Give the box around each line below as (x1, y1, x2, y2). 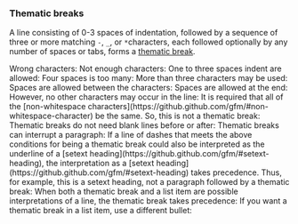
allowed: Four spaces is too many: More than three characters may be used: (9, 73, 288, 84)
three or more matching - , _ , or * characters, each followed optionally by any (9, 36, 288, 47)
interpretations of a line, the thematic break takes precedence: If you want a (9, 196, 287, 206)
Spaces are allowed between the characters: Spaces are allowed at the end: (9, 83, 288, 93)
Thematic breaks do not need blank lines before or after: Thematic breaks (9, 120, 280, 131)
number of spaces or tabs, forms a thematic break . (9, 46, 196, 57)
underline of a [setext (9, 148, 88, 159)
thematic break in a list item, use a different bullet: (9, 205, 193, 216)
